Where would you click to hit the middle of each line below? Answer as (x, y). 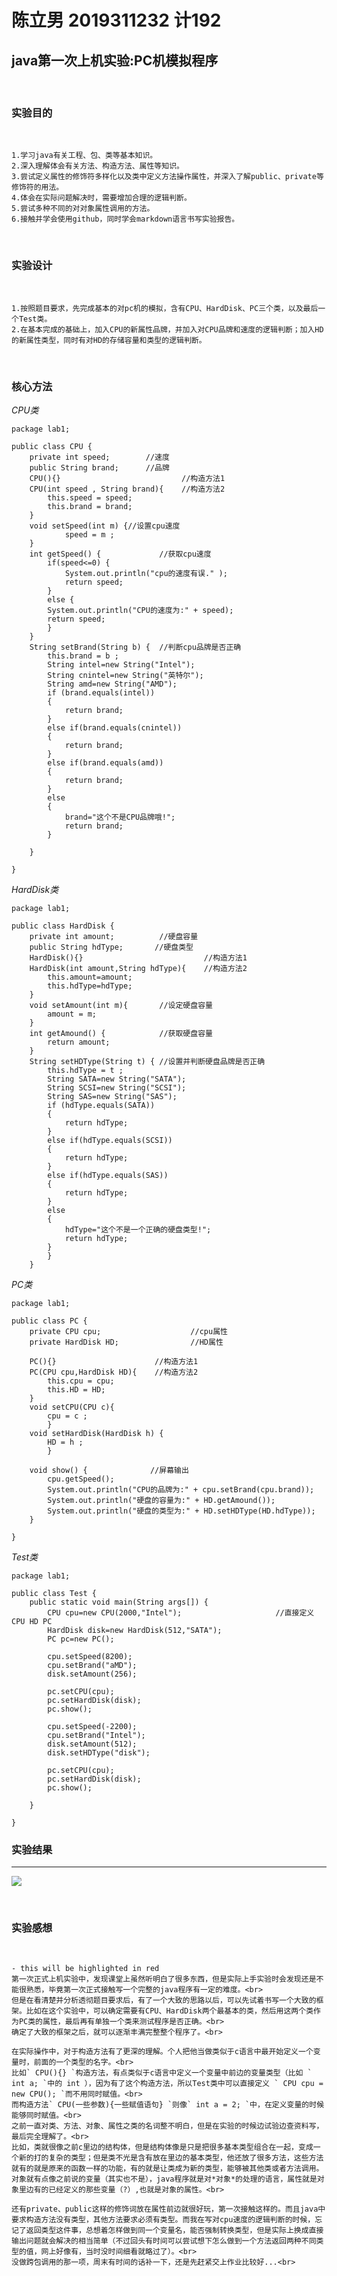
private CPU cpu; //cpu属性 (128, 1331)
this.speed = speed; (90, 497)
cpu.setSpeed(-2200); (92, 1726)
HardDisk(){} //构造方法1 (138, 957)
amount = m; (72, 1014)
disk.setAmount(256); (92, 1674)
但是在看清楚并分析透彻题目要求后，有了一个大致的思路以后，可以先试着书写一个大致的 (164, 2001)
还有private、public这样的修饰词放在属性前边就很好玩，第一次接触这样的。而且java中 (168, 2209)
